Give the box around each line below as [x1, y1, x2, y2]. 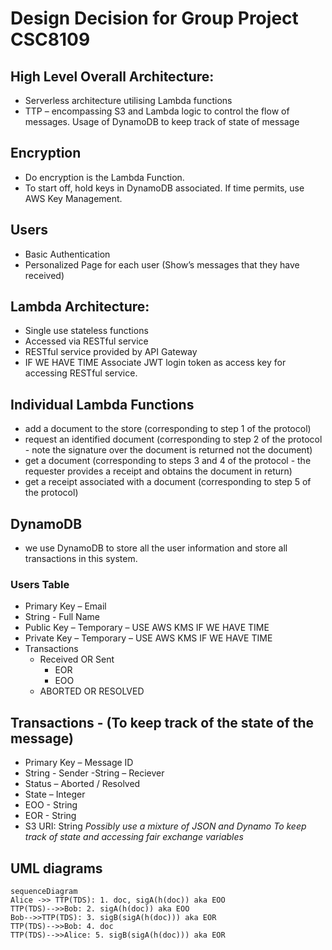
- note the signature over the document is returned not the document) [24, 444, 313, 456]
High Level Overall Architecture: [10, 68, 215, 85]
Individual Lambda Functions [10, 396, 195, 413]
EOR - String [24, 810, 77, 822]
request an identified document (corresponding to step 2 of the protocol [24, 433, 323, 446]
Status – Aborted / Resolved [24, 778, 141, 790]
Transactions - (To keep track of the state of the [10, 714, 315, 731]
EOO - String [24, 799, 78, 811]
